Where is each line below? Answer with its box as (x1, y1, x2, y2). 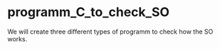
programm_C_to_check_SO (7, 4, 169, 20)
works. (7, 34, 28, 43)
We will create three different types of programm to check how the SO (7, 27, 214, 36)
